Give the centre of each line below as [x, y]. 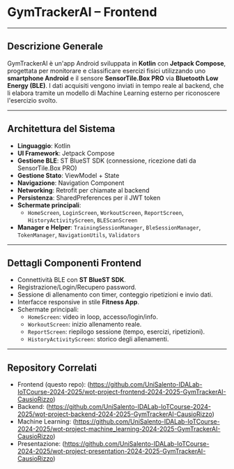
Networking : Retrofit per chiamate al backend [83, 190]
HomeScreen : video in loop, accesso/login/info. [93, 317]
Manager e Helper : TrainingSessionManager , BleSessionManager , [109, 227]
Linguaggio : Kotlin [44, 146]
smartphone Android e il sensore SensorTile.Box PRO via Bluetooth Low [113, 78]
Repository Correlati [52, 367]
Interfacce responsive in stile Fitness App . [78, 302]
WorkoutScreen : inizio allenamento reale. [85, 325]
